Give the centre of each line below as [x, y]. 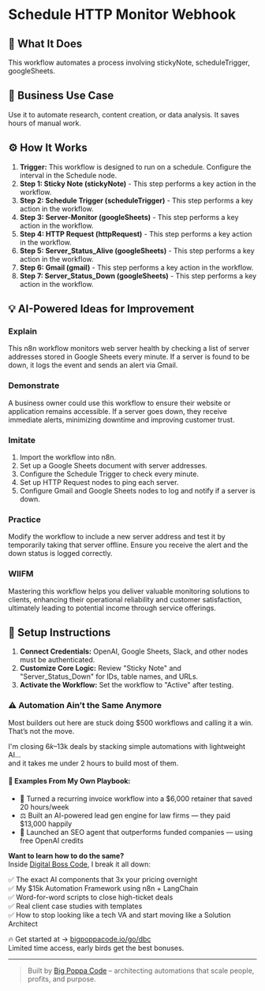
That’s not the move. [41, 731]
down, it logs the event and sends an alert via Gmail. [93, 365]
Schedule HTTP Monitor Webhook [122, 15]
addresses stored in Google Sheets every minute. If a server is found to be [129, 357]
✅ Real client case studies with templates [75, 906]
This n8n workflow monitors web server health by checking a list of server [129, 348]
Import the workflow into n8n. [68, 457]
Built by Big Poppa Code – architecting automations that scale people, [141, 971]
